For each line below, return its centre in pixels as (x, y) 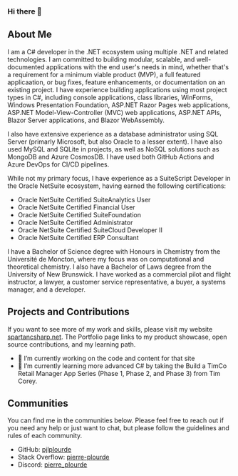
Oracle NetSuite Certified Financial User (76, 207)
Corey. (27, 381)
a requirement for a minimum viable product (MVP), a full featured (104, 74)
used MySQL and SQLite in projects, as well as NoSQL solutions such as (113, 149)
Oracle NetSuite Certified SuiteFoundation (79, 214)
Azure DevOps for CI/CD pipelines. (58, 164)
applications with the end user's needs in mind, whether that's (138, 66)
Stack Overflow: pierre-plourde (63, 457)
